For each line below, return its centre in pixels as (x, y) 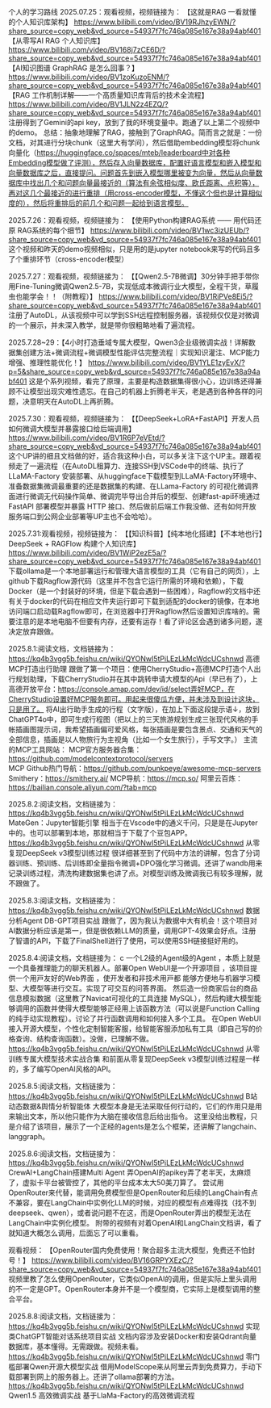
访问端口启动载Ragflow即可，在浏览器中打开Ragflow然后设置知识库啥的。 (131, 611)
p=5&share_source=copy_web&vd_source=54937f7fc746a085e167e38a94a (134, 371)
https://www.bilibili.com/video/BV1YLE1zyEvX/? (167, 362)
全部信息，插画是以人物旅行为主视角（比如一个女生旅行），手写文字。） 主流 (133, 740)
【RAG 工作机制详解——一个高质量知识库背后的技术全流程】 (108, 95)
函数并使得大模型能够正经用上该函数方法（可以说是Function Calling (148, 1008)
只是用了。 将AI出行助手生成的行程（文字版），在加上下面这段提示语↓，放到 (134, 709)
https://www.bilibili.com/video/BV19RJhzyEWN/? (155, 22)
